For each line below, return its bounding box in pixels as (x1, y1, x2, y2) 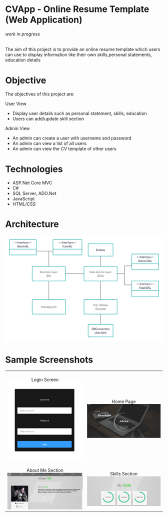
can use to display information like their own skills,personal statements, (5, 51, 152, 58)
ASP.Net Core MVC (12, 180, 52, 186)
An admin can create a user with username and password (12, 135, 131, 141)
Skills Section (109, 470, 138, 476)
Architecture (5, 218, 59, 230)
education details (5, 57, 41, 63)
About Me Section (26, 467, 64, 473)
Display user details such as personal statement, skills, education (12, 110, 147, 116)
